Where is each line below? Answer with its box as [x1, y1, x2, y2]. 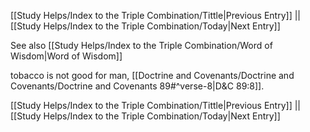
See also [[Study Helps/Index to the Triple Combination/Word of [10, 40, 273, 51]
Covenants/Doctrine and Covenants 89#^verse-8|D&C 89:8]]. [10, 80, 265, 92]
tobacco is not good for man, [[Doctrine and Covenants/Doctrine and [10, 70, 295, 81]
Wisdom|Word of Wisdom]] [10, 50, 123, 62]
